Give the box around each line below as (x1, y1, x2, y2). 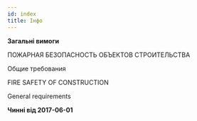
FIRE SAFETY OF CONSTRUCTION (7, 78, 109, 86)
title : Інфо (7, 17, 43, 24)
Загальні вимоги (7, 36, 59, 45)
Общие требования (7, 64, 66, 73)
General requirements (7, 92, 71, 100)
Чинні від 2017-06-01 (7, 105, 73, 114)
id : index (7, 10, 37, 18)
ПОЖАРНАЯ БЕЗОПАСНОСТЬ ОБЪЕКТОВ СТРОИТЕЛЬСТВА (7, 51, 191, 59)
